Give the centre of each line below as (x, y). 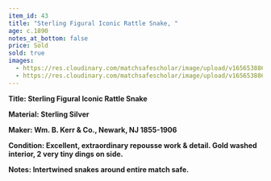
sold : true (27, 53)
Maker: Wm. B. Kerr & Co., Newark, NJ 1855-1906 (93, 130)
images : (21, 61)
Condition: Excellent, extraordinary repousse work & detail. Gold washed (133, 145)
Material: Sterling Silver (49, 114)
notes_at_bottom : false (48, 38)
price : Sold (28, 46)
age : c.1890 (28, 31)
